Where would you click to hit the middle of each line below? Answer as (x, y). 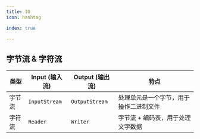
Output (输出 (92, 77)
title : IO (18, 12)
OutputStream (90, 102)
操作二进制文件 (139, 107)
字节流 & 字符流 (34, 59)
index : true (21, 28)
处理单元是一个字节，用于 (154, 98)
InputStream (45, 102)
